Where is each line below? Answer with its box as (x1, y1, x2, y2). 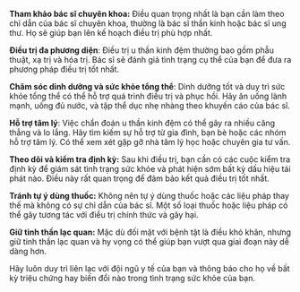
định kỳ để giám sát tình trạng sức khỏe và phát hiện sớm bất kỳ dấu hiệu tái (9, 164, 291, 174)
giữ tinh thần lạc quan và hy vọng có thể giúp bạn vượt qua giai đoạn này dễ (9, 236, 289, 246)
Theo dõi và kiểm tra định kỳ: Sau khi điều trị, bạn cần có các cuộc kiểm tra (9, 154, 291, 165)
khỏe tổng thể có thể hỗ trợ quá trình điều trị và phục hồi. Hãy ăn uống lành (9, 90, 287, 101)
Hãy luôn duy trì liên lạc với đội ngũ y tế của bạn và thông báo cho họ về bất (9, 263, 290, 273)
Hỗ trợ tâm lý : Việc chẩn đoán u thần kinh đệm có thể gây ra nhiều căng (9, 117, 276, 128)
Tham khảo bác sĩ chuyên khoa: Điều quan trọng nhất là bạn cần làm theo (9, 9, 285, 19)
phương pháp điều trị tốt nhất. (9, 64, 119, 74)
